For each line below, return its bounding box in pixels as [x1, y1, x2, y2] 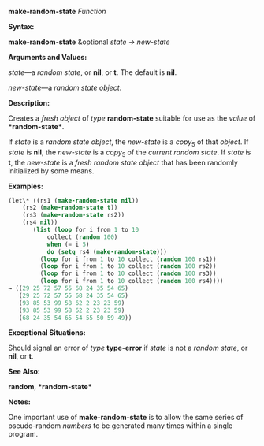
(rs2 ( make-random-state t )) [22, 204, 118, 212]
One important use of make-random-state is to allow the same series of [8, 413, 244, 422]
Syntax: [8, 22, 35, 31]
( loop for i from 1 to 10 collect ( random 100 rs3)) [39, 269, 217, 278]
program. [8, 429, 39, 439]
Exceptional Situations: [8, 328, 86, 337]
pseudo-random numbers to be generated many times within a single [8, 421, 233, 430]
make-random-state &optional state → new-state [8, 37, 171, 46]
